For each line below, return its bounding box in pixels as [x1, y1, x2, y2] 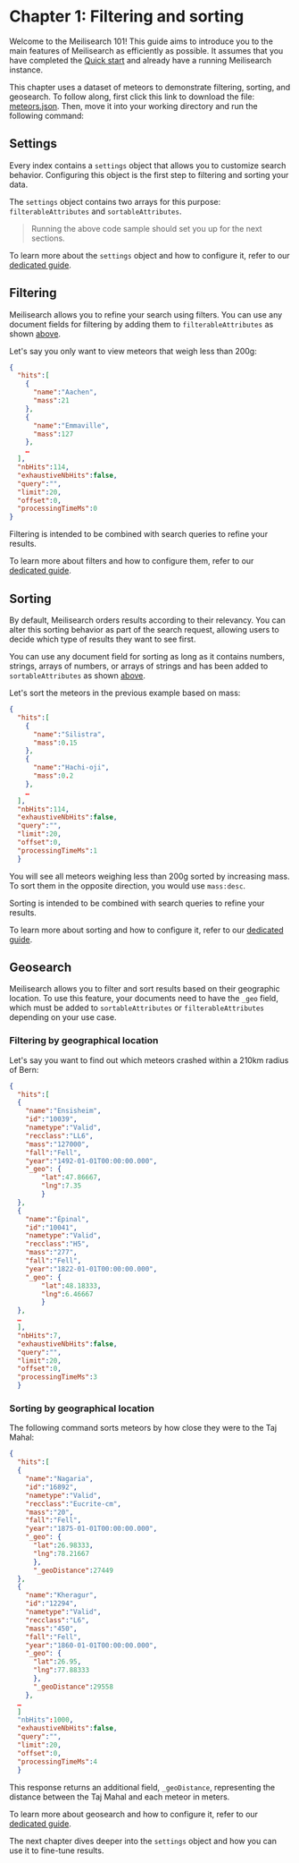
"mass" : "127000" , [25, 1139, 90, 1149]
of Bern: [9, 1064, 39, 1075]
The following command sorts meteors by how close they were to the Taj [9, 1423, 278, 1433]
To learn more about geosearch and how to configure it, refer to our [9, 1808, 259, 1819]
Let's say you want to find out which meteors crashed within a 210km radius [9, 1054, 289, 1066]
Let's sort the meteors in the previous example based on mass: [9, 687, 241, 698]
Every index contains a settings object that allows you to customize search [9, 159, 287, 171]
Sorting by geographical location [9, 1402, 154, 1415]
